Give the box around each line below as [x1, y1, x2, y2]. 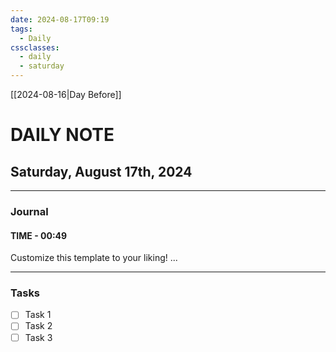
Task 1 [24, 309, 52, 321]
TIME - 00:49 [10, 229, 68, 241]
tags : [10, 24, 33, 34]
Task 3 [24, 331, 53, 343]
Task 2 [24, 320, 53, 332]
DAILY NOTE [10, 124, 115, 146]
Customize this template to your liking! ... [10, 252, 178, 264]
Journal [10, 204, 49, 218]
